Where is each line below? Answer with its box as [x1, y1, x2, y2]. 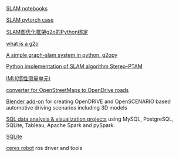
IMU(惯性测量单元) [6, 75, 51, 81]
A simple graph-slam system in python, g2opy [6, 52, 118, 58]
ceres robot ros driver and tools [6, 145, 83, 151]
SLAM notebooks [6, 5, 48, 12]
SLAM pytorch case [6, 16, 54, 23]
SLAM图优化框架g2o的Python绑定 [6, 29, 89, 35]
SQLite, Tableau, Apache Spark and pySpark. [6, 122, 116, 128]
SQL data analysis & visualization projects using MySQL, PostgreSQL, [6, 115, 174, 122]
